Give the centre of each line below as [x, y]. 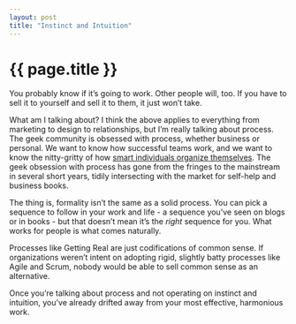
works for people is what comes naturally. [85, 231]
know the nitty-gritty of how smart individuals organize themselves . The [140, 158]
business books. [39, 185]
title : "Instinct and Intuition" [71, 26]
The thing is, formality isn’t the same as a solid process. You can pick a [138, 203]
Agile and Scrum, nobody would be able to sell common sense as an [134, 267]
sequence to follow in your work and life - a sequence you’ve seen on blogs [147, 212]
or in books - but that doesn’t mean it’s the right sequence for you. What [140, 222]
